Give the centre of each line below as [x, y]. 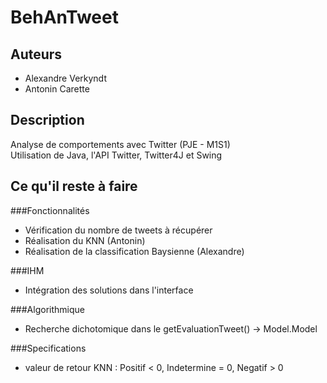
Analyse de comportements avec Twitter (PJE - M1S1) [120, 144]
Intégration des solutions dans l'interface [109, 290]
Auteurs [36, 54]
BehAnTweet [64, 17]
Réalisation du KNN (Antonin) [85, 240]
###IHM [27, 270]
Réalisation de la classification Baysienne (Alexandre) [134, 251]
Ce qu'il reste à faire [74, 186]
